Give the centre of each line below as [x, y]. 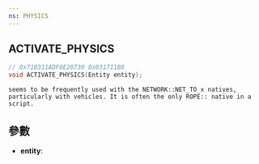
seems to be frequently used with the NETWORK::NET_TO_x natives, [123, 90]
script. [21, 104]
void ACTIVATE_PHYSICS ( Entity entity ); [76, 75]
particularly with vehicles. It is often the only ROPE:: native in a [130, 97]
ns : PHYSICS [28, 16]
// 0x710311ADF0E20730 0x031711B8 [67, 67]
